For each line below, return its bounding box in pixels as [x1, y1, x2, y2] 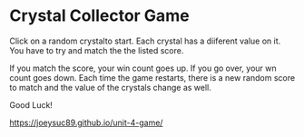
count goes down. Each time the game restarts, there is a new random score [9, 72, 296, 83]
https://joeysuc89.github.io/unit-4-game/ [9, 117, 163, 128]
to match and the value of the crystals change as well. [9, 82, 211, 93]
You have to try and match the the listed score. [9, 44, 184, 55]
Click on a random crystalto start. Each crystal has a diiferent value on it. [9, 35, 281, 46]
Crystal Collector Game [9, 5, 190, 26]
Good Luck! [9, 99, 53, 110]
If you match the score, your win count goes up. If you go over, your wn [9, 63, 277, 73]
